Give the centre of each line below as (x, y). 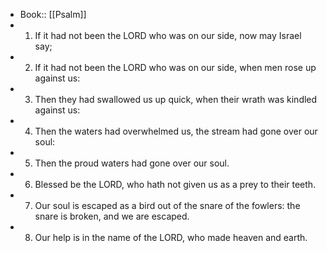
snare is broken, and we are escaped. (112, 216)
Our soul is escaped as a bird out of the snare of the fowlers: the (167, 205)
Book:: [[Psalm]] (53, 14)
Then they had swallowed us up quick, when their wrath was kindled (176, 99)
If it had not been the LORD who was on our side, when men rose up (175, 67)
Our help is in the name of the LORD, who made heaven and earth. (171, 237)
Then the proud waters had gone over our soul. (132, 163)
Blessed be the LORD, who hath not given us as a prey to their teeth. (175, 184)
